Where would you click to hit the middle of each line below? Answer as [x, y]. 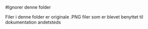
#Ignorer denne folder [28, 7]
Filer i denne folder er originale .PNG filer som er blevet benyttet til [74, 17]
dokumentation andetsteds [33, 22]
